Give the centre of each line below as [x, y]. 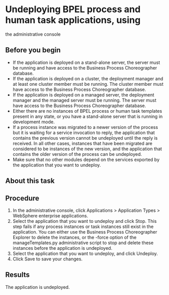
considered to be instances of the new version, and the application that [87, 149]
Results [18, 275]
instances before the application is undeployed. [62, 248]
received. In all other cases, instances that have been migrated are [82, 143]
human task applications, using [73, 20]
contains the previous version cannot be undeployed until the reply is [85, 138]
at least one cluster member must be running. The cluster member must [88, 84]
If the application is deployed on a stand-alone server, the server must [86, 62]
